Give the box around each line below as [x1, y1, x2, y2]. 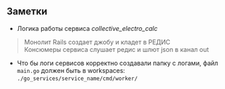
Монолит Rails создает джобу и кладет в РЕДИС [23, 38, 171, 46]
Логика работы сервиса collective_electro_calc [16, 24, 158, 32]
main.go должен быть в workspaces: [16, 66, 125, 74]
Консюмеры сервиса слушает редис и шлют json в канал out [23, 45, 209, 53]
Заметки [6, 6, 47, 18]
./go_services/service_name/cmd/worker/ [16, 75, 138, 82]
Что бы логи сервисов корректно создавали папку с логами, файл [16, 59, 219, 67]
